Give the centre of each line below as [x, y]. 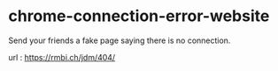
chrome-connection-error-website [139, 16]
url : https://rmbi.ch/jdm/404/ [62, 57]
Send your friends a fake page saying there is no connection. [120, 40]
